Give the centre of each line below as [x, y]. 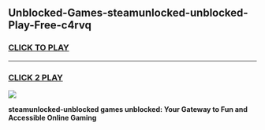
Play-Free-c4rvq [50, 26]
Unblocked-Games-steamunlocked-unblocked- [128, 13]
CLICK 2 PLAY [35, 77]
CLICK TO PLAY [39, 48]
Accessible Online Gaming [52, 117]
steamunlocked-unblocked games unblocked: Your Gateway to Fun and [128, 109]
